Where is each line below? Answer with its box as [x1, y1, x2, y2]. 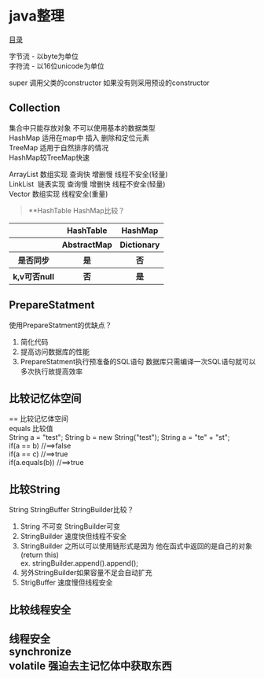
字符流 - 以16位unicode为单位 [9, 61, 104, 71]
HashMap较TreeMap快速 [9, 153, 90, 162]
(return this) [20, 550, 60, 559]
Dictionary [119, 239, 160, 250]
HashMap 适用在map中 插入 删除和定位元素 [9, 133, 150, 142]
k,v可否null [13, 271, 54, 282]
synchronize [9, 644, 71, 658]
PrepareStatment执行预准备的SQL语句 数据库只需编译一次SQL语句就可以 [20, 356, 256, 366]
